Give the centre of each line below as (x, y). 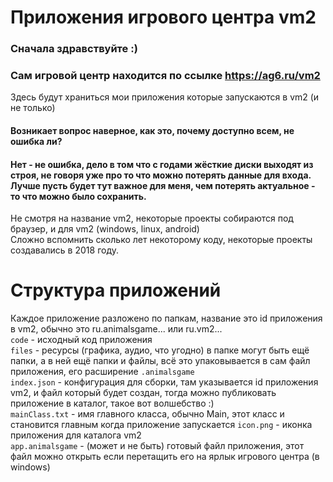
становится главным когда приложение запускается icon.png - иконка (161, 425)
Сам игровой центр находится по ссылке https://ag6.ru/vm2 (165, 76)
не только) (33, 108)
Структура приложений (116, 290)
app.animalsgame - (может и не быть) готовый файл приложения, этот (157, 446)
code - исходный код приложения (81, 340)
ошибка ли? (36, 141)
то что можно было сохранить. (78, 196)
